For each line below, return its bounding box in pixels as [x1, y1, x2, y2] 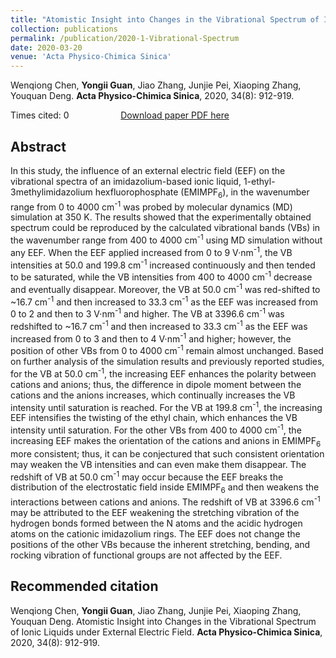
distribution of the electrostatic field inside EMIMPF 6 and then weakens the [10, 481, 320, 496]
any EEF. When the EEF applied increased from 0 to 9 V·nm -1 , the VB [10, 245, 293, 258]
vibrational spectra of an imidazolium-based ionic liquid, [10, 175, 242, 187]
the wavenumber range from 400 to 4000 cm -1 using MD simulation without [10, 232, 323, 246]
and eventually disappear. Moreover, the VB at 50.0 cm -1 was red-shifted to [10, 282, 321, 295]
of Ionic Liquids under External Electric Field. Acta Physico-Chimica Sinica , [10, 626, 323, 638]
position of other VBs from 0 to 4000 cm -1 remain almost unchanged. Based [10, 343, 324, 356]
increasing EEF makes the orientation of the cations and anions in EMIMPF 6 [10, 434, 322, 449]
